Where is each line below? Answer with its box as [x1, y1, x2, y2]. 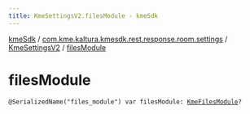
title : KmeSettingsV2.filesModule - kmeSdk [8, 11, 159, 20]
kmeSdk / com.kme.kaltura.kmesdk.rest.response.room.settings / [8, 34, 228, 44]
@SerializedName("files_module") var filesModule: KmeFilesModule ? [8, 98, 243, 106]
